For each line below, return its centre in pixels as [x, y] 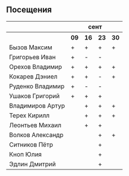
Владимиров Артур [37, 105]
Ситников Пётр [31, 144]
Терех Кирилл [29, 115]
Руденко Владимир [37, 86]
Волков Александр [36, 135]
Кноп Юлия [26, 154]
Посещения [29, 10]
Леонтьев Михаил [35, 125]
